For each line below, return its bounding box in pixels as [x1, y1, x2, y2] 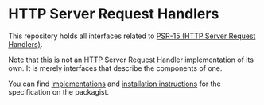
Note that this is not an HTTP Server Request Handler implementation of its [8, 55, 254, 64]
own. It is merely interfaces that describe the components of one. [8, 63, 223, 72]
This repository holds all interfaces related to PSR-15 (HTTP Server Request [8, 31, 256, 41]
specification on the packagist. [8, 87, 110, 96]
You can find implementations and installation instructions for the [8, 79, 221, 88]
